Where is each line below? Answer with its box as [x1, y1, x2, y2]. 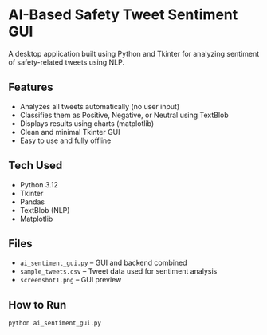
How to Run [8, 298, 67, 312]
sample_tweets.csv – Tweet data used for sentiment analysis [19, 266, 218, 276]
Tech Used [8, 159, 63, 172]
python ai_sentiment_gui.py [8, 319, 102, 328]
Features [8, 81, 53, 94]
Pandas [19, 197, 45, 207]
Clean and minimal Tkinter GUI [19, 127, 121, 136]
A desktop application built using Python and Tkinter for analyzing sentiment [8, 49, 260, 58]
